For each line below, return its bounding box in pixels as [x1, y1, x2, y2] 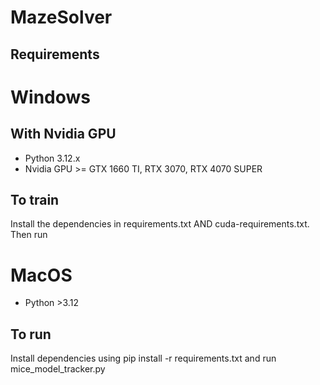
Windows [10, 86, 91, 108]
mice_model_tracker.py [10, 363, 106, 375]
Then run [10, 229, 48, 241]
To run [10, 326, 52, 343]
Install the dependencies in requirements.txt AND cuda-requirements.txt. [10, 218, 310, 230]
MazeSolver [10, 6, 113, 29]
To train [10, 191, 60, 208]
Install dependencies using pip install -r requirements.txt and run [10, 352, 277, 365]
